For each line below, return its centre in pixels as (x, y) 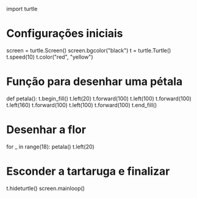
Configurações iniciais (65, 34)
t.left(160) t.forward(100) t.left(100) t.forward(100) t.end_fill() (82, 105)
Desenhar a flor (46, 130)
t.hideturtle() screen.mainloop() (46, 188)
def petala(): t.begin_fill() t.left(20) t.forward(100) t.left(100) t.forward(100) (99, 98)
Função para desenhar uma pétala (95, 82)
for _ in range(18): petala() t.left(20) (50, 147)
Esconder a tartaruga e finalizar (88, 171)
